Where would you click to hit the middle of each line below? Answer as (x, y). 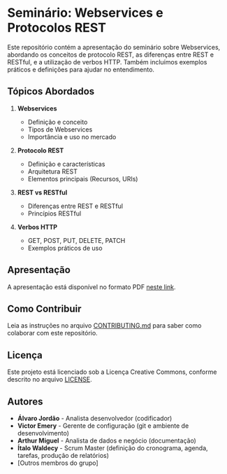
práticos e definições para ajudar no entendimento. (81, 69)
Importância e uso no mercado (72, 137)
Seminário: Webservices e (85, 13)
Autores (25, 402)
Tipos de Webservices (60, 129)
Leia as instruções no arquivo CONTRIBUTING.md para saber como (104, 326)
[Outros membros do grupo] (58, 463)
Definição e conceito (58, 122)
